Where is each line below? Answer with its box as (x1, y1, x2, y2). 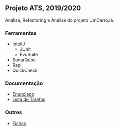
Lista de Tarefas (12, 97, 46, 103)
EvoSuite (19, 52, 38, 58)
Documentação (5, 80, 43, 87)
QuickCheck (12, 67, 38, 74)
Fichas (12, 120, 26, 126)
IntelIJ (12, 41, 25, 47)
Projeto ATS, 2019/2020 (5, 4, 81, 12)
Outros (5, 109, 22, 116)
